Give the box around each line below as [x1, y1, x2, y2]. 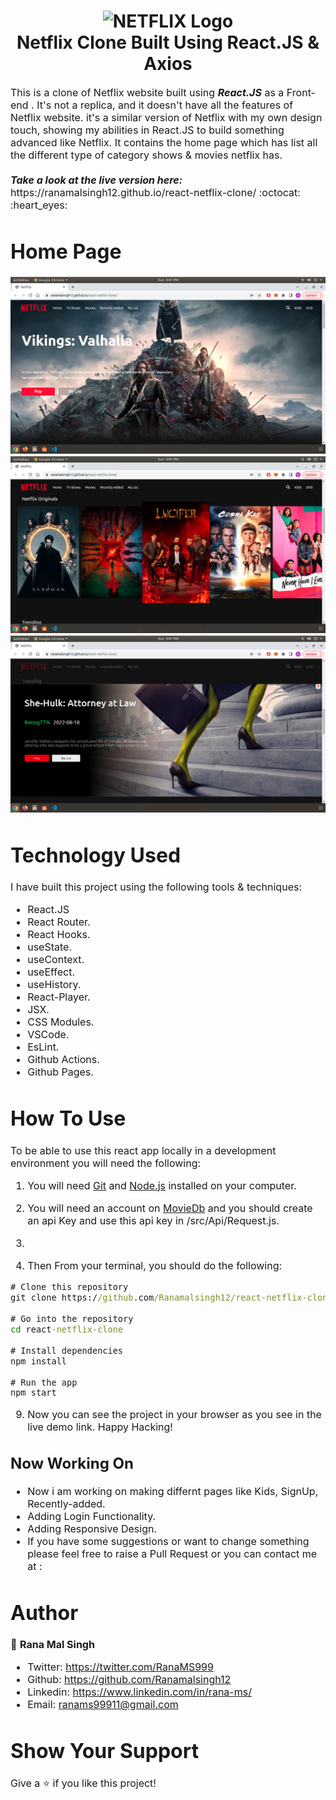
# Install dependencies [10, 1345, 124, 1356]
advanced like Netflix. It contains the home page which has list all [10, 135, 318, 149]
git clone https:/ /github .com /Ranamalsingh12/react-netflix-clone [10, 1291, 333, 1303]
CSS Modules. [27, 1015, 95, 1029]
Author [10, 1600, 79, 1625]
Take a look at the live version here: [10, 173, 183, 187]
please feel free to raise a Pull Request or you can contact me [27, 1546, 318, 1560]
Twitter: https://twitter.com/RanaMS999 [27, 1660, 214, 1674]
